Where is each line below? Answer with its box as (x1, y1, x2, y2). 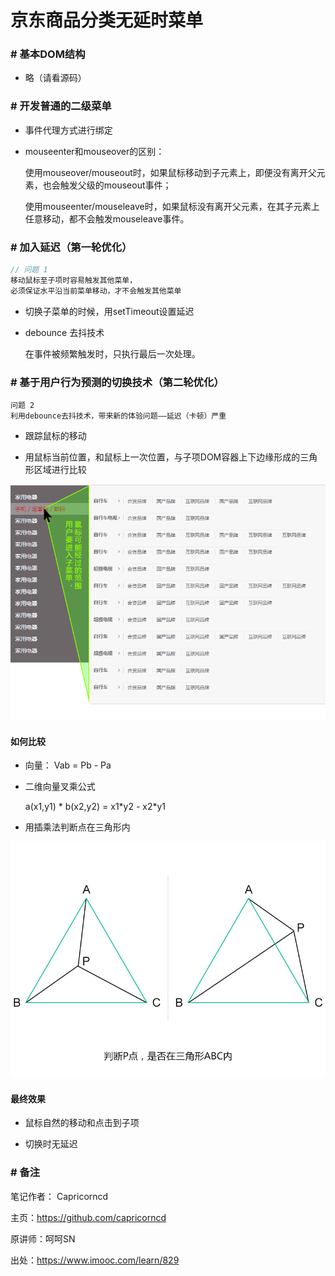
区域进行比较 (33, 464, 87, 475)
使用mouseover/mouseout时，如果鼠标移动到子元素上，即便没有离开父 (24, 166, 317, 178)
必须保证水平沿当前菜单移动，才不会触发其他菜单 (10, 286, 182, 296)
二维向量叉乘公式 (24, 781, 96, 793)
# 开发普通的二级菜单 (10, 99, 112, 113)
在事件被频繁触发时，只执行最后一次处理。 (24, 347, 201, 360)
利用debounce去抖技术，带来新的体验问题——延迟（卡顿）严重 (10, 411, 227, 421)
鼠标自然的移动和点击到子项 (24, 1117, 140, 1129)
